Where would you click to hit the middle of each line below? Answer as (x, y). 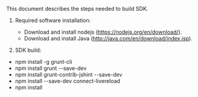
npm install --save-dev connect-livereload (68, 81)
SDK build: (28, 50)
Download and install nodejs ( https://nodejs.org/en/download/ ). (103, 32)
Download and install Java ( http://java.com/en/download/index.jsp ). (108, 38)
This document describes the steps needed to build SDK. (77, 9)
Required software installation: (53, 20)
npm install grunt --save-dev (51, 68)
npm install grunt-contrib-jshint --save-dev (69, 74)
